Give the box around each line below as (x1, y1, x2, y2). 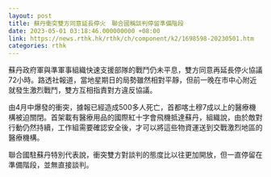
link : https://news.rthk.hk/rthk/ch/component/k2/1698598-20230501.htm (8, 34, 254, 43)
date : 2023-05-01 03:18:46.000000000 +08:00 (8, 27, 161, 35)
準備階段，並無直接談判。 (8, 160, 94, 170)
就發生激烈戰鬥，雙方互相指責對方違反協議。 (8, 86, 157, 95)
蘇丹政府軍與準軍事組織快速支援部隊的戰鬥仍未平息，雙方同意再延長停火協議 (8, 65, 263, 75)
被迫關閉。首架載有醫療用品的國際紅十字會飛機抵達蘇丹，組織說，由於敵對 (15, 112, 263, 122)
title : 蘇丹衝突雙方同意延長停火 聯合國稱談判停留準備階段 (8, 19, 184, 27)
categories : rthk (8, 42, 67, 50)
